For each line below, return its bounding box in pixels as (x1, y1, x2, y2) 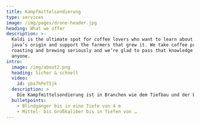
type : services (6, 14, 44, 20)
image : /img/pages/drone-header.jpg (6, 20, 97, 26)
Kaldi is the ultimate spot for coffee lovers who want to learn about (11, 36, 193, 42)
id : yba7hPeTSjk (17, 81, 58, 87)
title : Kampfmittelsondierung (6, 8, 82, 15)
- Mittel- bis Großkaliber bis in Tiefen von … (17, 108, 137, 114)
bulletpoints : (11, 97, 46, 103)
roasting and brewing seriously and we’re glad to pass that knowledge (11, 48, 193, 54)
